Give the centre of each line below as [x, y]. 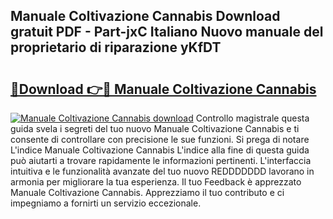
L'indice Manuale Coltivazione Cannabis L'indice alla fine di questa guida [160, 150]
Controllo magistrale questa [252, 118]
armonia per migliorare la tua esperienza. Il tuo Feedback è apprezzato [156, 182]
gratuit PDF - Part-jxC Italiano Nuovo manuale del [167, 32]
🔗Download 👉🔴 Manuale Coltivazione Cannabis [163, 89]
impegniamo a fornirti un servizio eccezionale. [106, 203]
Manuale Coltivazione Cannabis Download [145, 16]
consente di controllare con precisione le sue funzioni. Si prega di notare [160, 139]
